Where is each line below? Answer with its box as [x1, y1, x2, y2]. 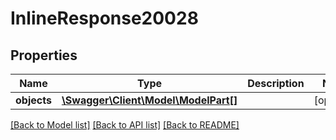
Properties [10, 47, 78, 64]
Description [247, 77, 305, 90]
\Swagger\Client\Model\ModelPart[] [61, 93, 238, 107]
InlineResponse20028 [10, 7, 199, 30]
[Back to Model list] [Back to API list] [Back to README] [10, 119, 240, 131]
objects [15, 93, 52, 107]
